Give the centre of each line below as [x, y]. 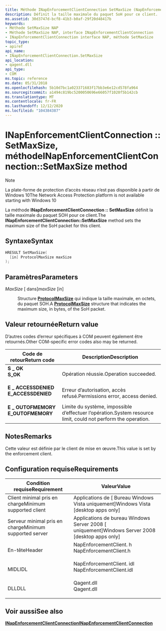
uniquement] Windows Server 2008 [114, 530]
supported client [27, 510]
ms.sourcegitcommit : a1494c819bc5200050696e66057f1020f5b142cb [72, 92]
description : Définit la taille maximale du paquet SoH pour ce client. [82, 14]
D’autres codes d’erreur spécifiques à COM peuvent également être [74, 336]
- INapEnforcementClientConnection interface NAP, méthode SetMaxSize [79, 38]
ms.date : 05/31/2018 [26, 83]
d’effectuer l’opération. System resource [108, 413]
